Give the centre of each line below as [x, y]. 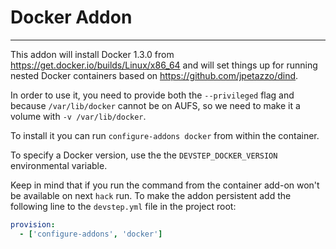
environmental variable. [59, 165]
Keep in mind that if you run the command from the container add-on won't [165, 185]
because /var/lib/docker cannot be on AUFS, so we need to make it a [155, 105]
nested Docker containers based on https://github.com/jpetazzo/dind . [154, 75]
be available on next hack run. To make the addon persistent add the [151, 195]
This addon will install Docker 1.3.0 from [92, 54]
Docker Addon [71, 17]
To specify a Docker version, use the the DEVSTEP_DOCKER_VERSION [144, 155]
